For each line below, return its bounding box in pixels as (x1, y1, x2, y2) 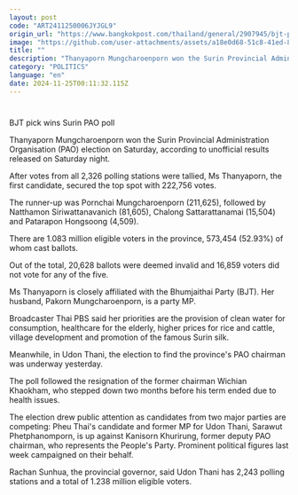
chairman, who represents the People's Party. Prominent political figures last (9, 440, 289, 451)
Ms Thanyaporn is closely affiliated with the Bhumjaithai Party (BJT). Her (9, 286, 275, 297)
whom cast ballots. (9, 242, 78, 253)
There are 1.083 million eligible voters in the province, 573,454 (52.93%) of (9, 232, 284, 244)
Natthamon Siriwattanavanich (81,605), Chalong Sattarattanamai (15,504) (9, 206, 277, 217)
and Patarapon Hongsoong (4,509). (9, 216, 139, 226)
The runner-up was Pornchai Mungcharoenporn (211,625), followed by (9, 197, 266, 208)
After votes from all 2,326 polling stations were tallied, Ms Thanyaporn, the (9, 170, 282, 181)
